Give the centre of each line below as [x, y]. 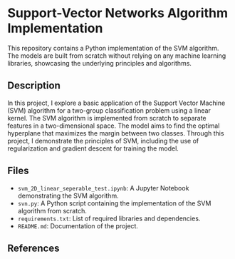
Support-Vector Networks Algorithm [117, 13]
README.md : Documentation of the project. [78, 225]
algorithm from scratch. [52, 210]
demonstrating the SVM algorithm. [68, 195]
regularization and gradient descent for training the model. [93, 148]
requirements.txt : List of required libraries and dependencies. [109, 218]
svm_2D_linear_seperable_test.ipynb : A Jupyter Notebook [103, 188]
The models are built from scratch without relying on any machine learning [117, 56]
